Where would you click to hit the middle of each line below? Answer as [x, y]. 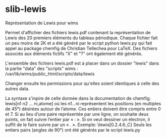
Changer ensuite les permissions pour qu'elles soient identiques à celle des [82, 83]
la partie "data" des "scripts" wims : [42, 69]
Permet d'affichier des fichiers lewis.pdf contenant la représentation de [78, 32]
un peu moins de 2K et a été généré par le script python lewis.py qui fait [79, 43]
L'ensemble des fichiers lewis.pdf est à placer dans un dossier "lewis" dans [82, 63]
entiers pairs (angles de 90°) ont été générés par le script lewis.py [73, 130]
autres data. [17, 88]
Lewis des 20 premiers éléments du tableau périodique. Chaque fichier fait [81, 38]
